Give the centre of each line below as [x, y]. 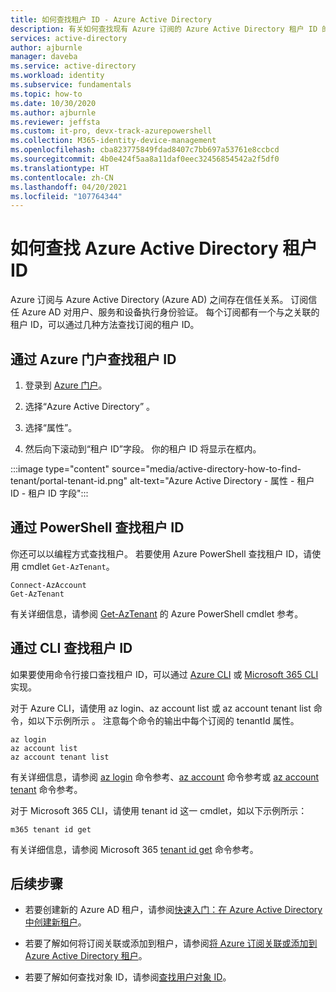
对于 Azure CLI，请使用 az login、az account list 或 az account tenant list [161, 708]
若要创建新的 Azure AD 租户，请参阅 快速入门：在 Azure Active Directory [173, 910]
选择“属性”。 [51, 427]
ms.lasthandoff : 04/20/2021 [69, 187]
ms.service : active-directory [73, 66]
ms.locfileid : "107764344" [66, 196]
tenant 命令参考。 [46, 789]
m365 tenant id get [51, 829]
